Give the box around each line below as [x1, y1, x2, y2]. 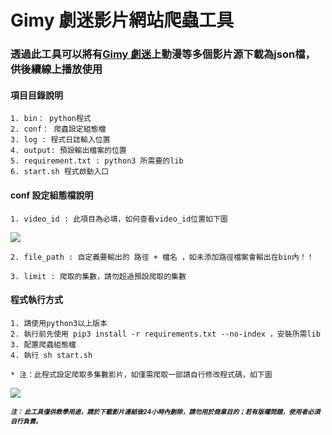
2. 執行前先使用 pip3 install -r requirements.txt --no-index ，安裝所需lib [10, 329, 321, 339]
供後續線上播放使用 [10, 62, 103, 76]
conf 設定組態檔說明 [10, 189, 94, 201]
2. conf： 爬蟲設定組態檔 [10, 124, 107, 135]
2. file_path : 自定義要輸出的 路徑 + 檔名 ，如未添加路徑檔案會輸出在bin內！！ [10, 252, 315, 262]
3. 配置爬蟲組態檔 [10, 339, 77, 350]
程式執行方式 [10, 294, 63, 306]
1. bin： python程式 [10, 114, 92, 124]
